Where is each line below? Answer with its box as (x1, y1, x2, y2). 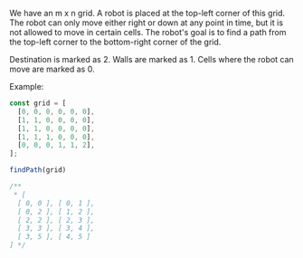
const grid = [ (9, 99, 67, 108)
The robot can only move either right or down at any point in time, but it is (9, 17, 283, 28)
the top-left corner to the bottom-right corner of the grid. (9, 36, 222, 47)
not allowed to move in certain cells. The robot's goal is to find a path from (9, 27, 287, 37)
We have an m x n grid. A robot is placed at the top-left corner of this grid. (9, 8, 286, 18)
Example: (9, 81, 44, 91)
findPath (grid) (9, 166, 67, 175)
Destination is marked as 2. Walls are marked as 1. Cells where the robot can (9, 54, 294, 64)
